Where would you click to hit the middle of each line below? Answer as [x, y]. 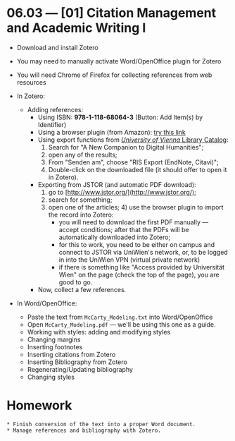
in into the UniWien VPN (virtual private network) [129, 260]
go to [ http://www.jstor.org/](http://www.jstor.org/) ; [122, 192]
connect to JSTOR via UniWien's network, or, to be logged [143, 252]
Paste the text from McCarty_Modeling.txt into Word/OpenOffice [120, 317]
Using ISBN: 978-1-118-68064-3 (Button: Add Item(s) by [120, 117]
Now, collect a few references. [82, 289]
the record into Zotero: [81, 215]
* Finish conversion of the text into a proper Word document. [101, 424]
